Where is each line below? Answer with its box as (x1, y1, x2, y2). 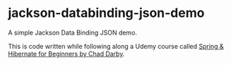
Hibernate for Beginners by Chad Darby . (8, 49, 125, 58)
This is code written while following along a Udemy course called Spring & (8, 42, 225, 50)
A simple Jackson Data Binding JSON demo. (8, 28, 137, 37)
